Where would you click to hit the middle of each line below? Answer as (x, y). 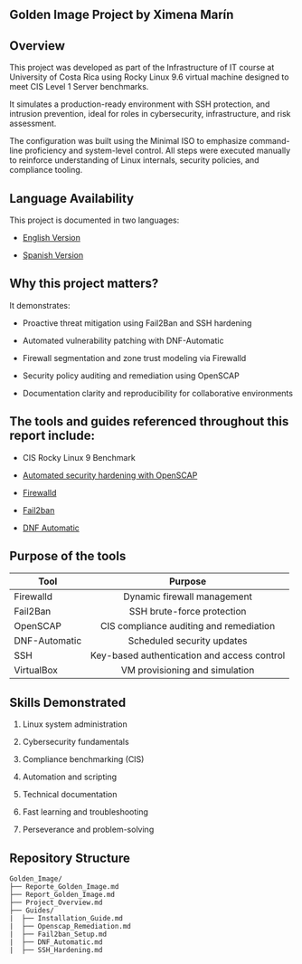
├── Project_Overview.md (56, 903)
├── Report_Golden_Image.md (62, 895)
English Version (52, 238)
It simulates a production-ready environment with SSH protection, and (140, 104)
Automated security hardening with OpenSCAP (110, 475)
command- (269, 141)
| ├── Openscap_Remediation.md (70, 927)
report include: (52, 436)
